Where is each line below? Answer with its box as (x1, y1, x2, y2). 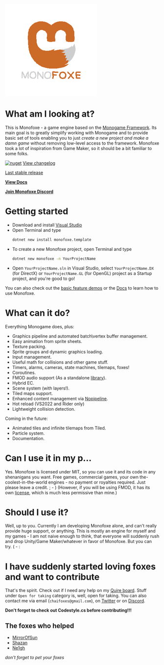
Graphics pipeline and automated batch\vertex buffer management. (12, 333, 148, 339)
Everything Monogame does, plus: (5, 323, 74, 329)
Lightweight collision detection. (12, 406, 75, 412)
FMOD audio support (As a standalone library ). (12, 374, 107, 381)
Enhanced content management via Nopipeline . (12, 395, 108, 401)
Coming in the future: (5, 416, 48, 421)
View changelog (23, 160, 55, 166)
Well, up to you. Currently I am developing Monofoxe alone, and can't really (5, 523, 157, 529)
